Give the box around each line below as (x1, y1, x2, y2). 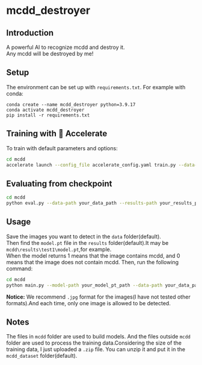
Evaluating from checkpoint (6, 179, 112, 189)
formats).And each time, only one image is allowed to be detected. (6, 299, 171, 306)
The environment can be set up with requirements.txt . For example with (6, 83, 186, 90)
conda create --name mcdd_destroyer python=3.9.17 (6, 101, 136, 107)
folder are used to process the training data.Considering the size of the (6, 339, 182, 347)
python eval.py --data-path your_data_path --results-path (6, 200, 158, 206)
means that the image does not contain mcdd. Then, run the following (6, 258, 179, 265)
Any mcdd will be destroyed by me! (6, 50, 94, 57)
